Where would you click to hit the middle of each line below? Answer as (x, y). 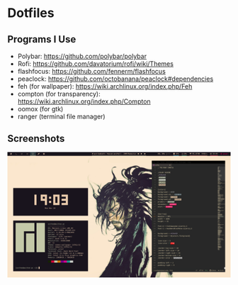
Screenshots (36, 139)
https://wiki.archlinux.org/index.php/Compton (84, 101)
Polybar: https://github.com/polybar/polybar (82, 56)
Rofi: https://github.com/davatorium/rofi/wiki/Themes (95, 64)
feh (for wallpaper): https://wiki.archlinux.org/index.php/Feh (105, 86)
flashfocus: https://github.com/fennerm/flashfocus (92, 71)
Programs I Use (42, 39)
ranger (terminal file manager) (61, 116)
